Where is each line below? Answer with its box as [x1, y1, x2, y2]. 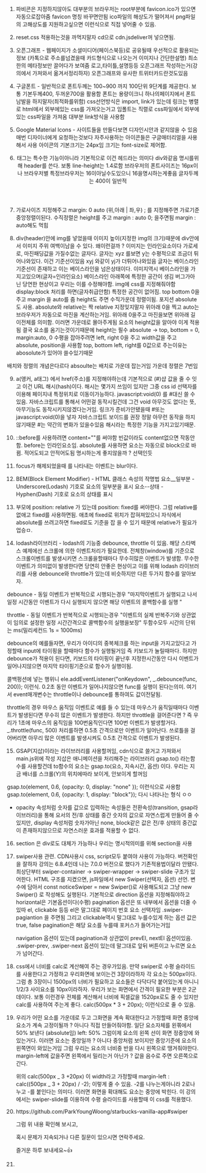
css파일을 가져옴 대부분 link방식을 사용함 [27, 113, 125, 120]
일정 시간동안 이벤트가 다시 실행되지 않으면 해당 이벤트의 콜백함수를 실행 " [7, 598, 183, 605]
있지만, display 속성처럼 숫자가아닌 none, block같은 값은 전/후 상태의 [15, 819, 181, 826]
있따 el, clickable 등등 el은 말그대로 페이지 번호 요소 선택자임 [15, 906, 161, 913]
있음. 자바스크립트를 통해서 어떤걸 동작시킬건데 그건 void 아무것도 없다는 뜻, [15, 398, 196, 405]
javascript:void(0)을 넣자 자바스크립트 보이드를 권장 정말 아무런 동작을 [15, 413, 184, 421]
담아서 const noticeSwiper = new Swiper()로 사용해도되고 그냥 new [27, 883, 192, 891]
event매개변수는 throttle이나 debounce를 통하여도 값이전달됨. [13, 691, 163, 698]
